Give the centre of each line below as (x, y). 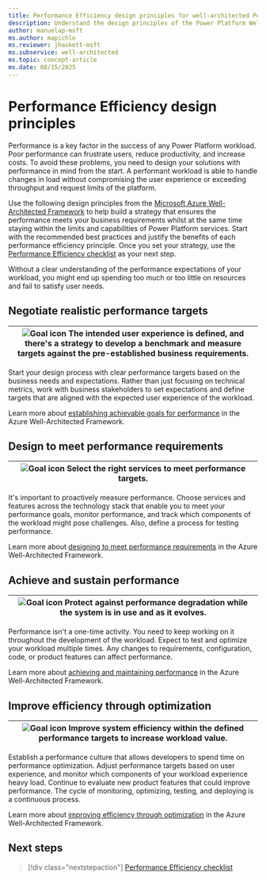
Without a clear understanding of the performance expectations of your (125, 269)
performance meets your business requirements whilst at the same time (125, 220)
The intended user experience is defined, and (156, 333)
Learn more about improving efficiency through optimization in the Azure (127, 814)
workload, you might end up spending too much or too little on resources (127, 277)
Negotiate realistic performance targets (108, 311)
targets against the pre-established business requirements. (133, 353)
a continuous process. (44, 799)
